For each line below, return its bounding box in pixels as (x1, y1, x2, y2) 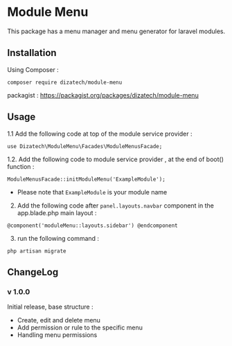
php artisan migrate (7, 247, 67, 255)
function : (7, 162, 35, 170)
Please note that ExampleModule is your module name (17, 188, 168, 196)
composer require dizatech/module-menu (7, 79, 123, 86)
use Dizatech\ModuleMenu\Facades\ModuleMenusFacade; (7, 143, 163, 149)
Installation (7, 47, 57, 59)
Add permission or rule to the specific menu (17, 323, 143, 332)
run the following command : (17, 234, 99, 242)
